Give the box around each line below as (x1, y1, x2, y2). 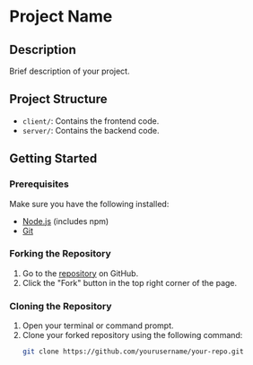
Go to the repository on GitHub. (22, 267, 139, 279)
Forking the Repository (9, 248, 112, 260)
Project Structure (9, 91, 108, 107)
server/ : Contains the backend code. (22, 125, 160, 135)
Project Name (9, 6, 113, 27)
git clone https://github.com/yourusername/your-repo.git (22, 347, 244, 356)
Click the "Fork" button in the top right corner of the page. (22, 277, 238, 288)
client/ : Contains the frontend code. (22, 115, 160, 126)
